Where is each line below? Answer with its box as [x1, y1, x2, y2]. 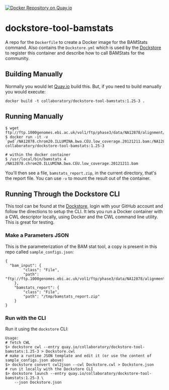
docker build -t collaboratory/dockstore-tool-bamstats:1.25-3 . [5, 99, 145, 104]
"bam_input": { [10, 263, 42, 268]
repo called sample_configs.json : [5, 249, 74, 255]
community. [5, 55, 30, 61]
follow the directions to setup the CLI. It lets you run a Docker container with [5, 209, 163, 215]
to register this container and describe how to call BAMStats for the [5, 50, 145, 56]
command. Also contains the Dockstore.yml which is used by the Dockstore [5, 44, 161, 51]
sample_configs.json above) [5, 358, 64, 363]
